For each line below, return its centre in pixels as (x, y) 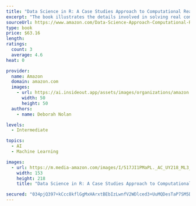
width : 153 (30, 173)
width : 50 (33, 98)
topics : (15, 141)
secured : (17, 194)
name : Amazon (27, 76)
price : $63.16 (23, 33)
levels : (15, 125)
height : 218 (31, 179)
